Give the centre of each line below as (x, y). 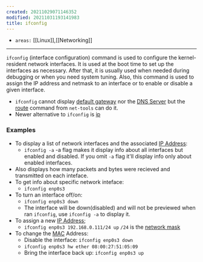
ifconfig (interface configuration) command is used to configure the (92, 57)
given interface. (26, 90)
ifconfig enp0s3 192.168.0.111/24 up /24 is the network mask (102, 227)
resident (17, 64)
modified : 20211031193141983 (43, 18)
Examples (21, 130)
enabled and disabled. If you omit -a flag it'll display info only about (108, 156)
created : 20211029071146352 (42, 12)
